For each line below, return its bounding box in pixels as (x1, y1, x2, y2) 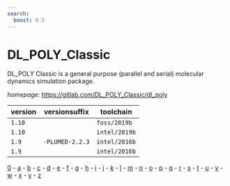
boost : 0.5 (13, 17, 45, 24)
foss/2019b (96, 119, 132, 127)
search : (7, 10, 30, 17)
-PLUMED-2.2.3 (43, 138, 90, 146)
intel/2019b (96, 128, 136, 137)
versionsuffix (44, 107, 89, 117)
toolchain (100, 107, 132, 117)
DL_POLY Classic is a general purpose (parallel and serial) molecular (7, 70, 204, 78)
